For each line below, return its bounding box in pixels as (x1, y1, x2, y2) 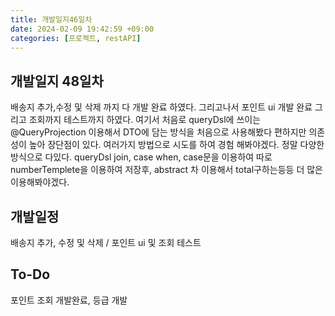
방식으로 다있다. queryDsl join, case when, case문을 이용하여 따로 (10, 151, 273, 163)
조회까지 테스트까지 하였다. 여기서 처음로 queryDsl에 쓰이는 (28, 114, 262, 126)
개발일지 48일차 (10, 72, 104, 90)
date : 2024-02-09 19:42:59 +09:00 (10, 24, 155, 34)
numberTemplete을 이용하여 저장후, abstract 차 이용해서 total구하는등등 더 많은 (10, 164, 323, 176)
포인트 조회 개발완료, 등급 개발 (10, 294, 128, 306)
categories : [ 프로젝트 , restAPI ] (10, 33, 142, 43)
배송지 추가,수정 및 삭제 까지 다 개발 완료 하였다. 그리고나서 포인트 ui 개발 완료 (10, 101, 313, 113)
